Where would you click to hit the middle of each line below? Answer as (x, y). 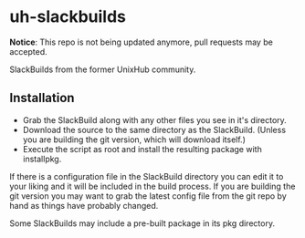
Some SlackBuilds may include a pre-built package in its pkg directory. (142, 223)
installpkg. (42, 159)
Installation (42, 98)
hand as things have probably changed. (84, 205)
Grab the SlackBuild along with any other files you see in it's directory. (155, 119)
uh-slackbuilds (68, 17)
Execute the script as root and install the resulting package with (142, 149)
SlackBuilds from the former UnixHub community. (103, 69)
